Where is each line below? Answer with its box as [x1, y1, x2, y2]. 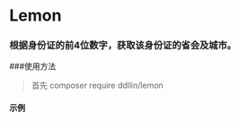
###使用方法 [9, 61, 57, 72]
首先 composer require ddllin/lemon [31, 80, 164, 91]
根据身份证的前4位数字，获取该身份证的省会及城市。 [9, 39, 236, 52]
